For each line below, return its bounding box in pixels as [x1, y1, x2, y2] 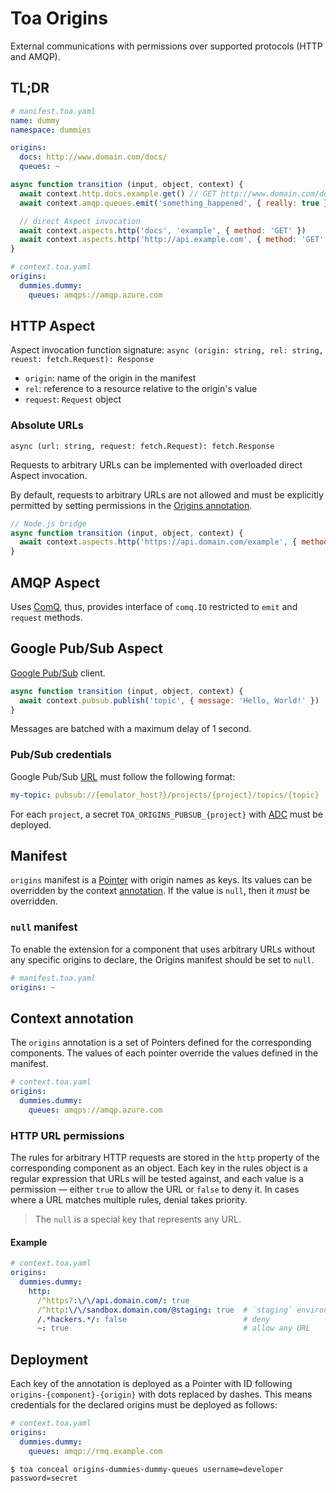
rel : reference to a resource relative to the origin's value [24, 383, 258, 395]
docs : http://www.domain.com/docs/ [19, 152, 168, 162]
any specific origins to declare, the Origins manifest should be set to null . [10, 953, 315, 966]
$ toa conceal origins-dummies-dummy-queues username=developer [10, 1464, 284, 1474]
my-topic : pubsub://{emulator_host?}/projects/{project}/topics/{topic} [10, 790, 320, 800]
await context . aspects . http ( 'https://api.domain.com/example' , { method [19, 537, 329, 547]
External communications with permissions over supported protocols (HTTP [10, 40, 323, 52]
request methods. [10, 612, 83, 624]
